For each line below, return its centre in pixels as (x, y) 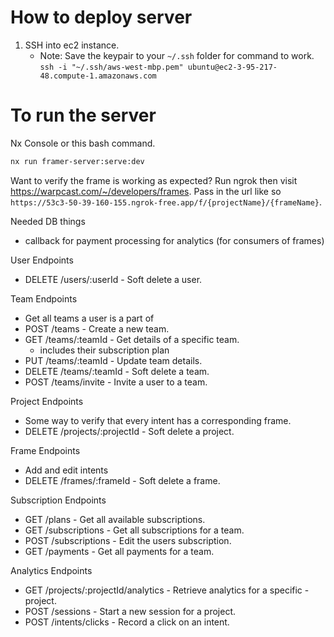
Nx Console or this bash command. (83, 143)
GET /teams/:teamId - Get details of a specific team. (132, 339)
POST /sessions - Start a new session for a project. (130, 611)
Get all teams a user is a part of (89, 318)
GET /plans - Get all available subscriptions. (115, 519)
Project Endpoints (47, 401)
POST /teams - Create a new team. (97, 328)
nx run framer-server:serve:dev (77, 161)
